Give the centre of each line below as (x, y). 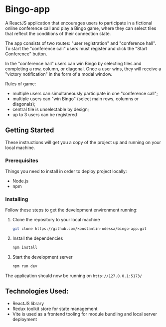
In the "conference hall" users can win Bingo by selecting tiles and (73, 63)
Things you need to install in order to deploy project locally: (66, 171)
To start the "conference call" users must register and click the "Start (76, 48)
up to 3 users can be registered (45, 114)
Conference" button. (26, 54)
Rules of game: (21, 84)
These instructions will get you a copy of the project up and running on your (83, 142)
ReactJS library (28, 303)
